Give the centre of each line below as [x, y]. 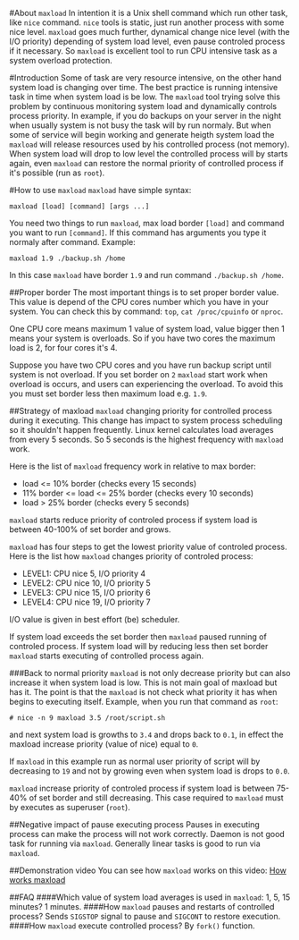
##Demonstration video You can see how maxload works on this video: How [148, 870]
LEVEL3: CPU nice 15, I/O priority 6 [86, 593]
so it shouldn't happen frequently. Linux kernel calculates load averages [141, 430]
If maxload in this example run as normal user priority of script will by [135, 761]
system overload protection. [61, 60]
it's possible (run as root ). [57, 173]
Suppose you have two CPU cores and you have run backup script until [141, 365]
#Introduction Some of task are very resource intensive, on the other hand [145, 78]
